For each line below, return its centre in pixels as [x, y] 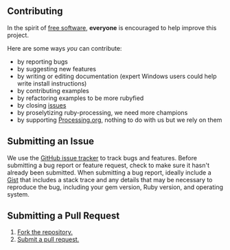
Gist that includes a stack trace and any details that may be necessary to [110, 179]
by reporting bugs [43, 62]
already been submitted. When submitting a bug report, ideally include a [109, 172]
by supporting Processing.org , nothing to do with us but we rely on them [119, 120]
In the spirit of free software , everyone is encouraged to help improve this [112, 27]
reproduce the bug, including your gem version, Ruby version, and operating [115, 187]
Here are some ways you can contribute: [65, 48]
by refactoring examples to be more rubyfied [80, 98]
